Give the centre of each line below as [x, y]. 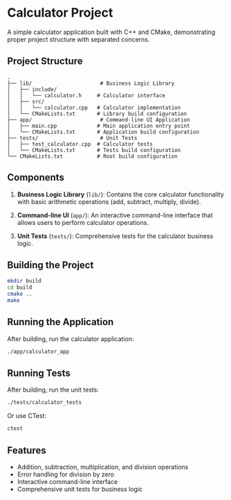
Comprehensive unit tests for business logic [80, 489]
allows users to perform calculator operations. [83, 222]
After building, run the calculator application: [71, 339]
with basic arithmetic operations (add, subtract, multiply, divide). [109, 201]
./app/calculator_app [38, 351]
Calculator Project [60, 13]
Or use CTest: [27, 416]
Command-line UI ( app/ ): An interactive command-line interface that [115, 215]
